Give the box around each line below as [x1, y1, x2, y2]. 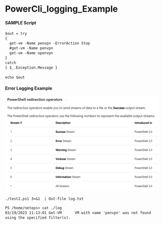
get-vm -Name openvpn [9, 51, 54, 56]
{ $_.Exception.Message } [5, 65, 57, 70]
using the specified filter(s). [5, 215, 71, 220]
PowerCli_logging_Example [5, 3, 118, 15]
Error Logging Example [5, 85, 53, 91]
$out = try [5, 31, 27, 36]
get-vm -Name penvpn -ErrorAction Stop [9, 41, 91, 46]
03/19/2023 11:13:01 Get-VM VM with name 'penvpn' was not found [5, 210, 151, 215]
